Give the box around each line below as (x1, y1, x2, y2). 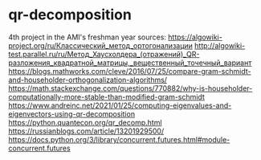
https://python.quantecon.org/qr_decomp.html (8, 117, 162, 127)
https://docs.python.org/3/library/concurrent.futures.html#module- (8, 134, 230, 144)
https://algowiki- (168, 32, 222, 42)
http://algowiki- (194, 40, 246, 50)
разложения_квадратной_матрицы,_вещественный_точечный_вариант (8, 58, 252, 68)
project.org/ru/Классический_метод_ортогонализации (8, 40, 193, 50)
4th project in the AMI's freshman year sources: (8, 32, 167, 42)
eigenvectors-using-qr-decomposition (8, 109, 135, 118)
